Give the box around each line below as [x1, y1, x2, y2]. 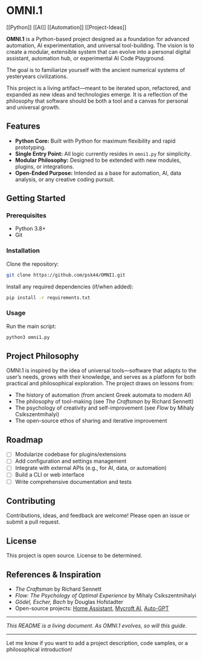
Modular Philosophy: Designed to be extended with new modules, [14, 156, 181, 164]
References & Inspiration [6, 569, 101, 580]
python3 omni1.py [6, 334, 50, 340]
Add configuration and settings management [14, 457, 127, 465]
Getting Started [6, 193, 66, 204]
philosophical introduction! [6, 646, 72, 653]
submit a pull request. [6, 518, 60, 526]
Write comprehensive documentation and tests [14, 478, 132, 485]
